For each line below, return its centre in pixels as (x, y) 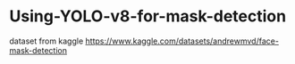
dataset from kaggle (46, 41)
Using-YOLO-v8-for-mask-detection (148, 16)
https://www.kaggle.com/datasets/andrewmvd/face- (182, 41)
